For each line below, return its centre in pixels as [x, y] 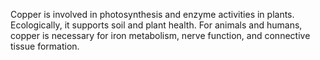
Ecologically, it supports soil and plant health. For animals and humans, [156, 25]
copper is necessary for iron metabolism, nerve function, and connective [160, 35]
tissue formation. [45, 46]
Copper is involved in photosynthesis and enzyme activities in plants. [152, 14]
